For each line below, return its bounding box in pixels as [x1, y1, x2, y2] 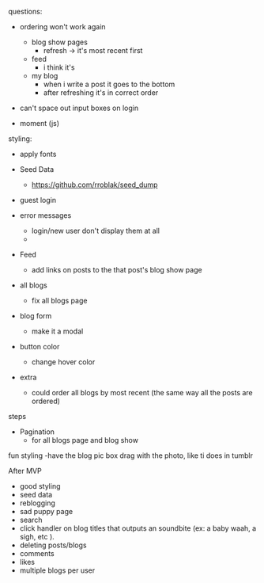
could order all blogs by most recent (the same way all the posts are [31, 388, 253, 397]
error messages [19, 211, 72, 220]
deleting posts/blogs [19, 540, 87, 550]
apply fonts [19, 150, 57, 158]
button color [19, 342, 60, 351]
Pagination [19, 427, 55, 436]
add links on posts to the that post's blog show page [31, 265, 203, 274]
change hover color [31, 357, 96, 367]
